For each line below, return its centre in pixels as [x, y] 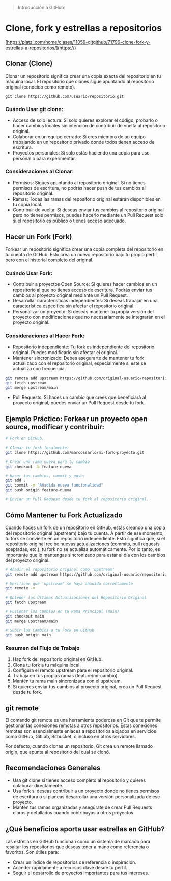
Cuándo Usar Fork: [29, 273]
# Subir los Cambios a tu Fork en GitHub [50, 630]
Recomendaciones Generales [53, 768]
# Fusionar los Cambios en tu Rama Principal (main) [62, 611]
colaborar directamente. [38, 786]
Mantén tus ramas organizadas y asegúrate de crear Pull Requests [82, 807]
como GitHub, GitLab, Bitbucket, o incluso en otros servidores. [71, 737]
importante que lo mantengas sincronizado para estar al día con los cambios [85, 555]
